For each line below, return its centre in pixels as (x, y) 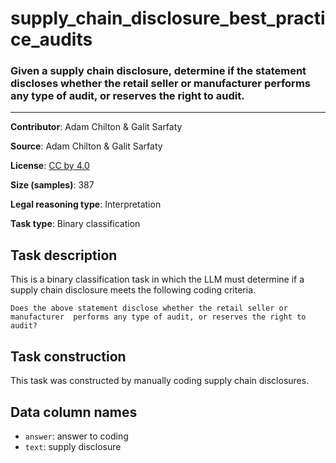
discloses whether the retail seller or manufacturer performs (160, 84)
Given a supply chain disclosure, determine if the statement (158, 71)
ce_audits (51, 39)
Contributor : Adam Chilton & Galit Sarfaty (96, 127)
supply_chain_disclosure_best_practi (168, 18)
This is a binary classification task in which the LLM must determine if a (157, 279)
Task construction (68, 356)
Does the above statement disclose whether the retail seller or (149, 308)
